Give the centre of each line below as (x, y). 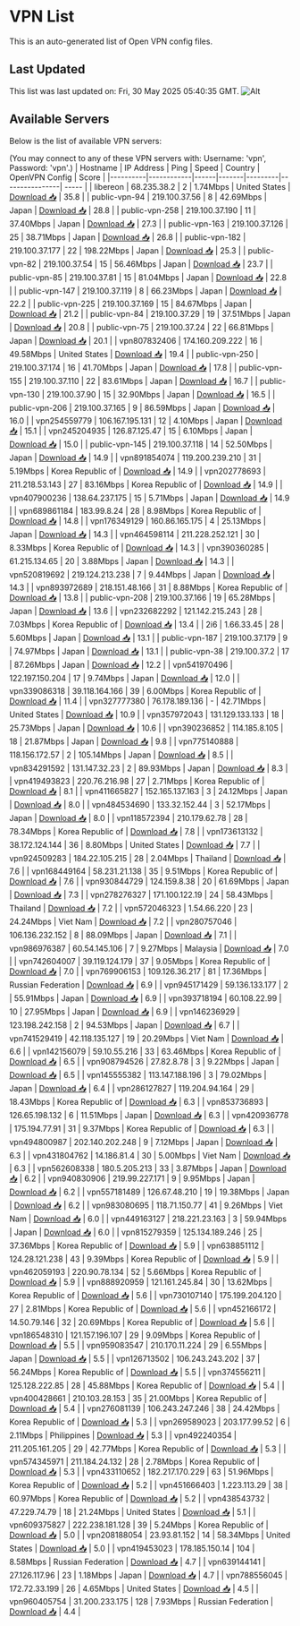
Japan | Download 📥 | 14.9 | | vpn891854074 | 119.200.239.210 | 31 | (135, 458)
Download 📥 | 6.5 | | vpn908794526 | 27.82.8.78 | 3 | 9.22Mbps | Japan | (144, 1061)
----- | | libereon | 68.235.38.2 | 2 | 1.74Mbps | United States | (177, 186)
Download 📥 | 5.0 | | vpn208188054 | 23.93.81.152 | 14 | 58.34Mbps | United (150, 1535)
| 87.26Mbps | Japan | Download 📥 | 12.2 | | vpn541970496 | (121, 664)
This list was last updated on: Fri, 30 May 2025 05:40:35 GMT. (124, 90)
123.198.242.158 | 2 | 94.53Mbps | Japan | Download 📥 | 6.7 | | (125, 1025)
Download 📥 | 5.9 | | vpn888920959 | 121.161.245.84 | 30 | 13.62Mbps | (141, 1281)
